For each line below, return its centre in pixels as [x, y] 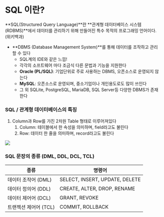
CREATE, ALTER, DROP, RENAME [97, 188]
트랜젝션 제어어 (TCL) [31, 207]
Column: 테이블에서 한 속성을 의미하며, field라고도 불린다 [74, 127]
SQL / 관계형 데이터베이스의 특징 [41, 109]
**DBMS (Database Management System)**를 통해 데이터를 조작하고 [80, 47]
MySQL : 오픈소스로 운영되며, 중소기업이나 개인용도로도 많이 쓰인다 [83, 83]
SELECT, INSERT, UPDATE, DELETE [100, 179]
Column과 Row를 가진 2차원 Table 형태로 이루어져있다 [64, 121]
